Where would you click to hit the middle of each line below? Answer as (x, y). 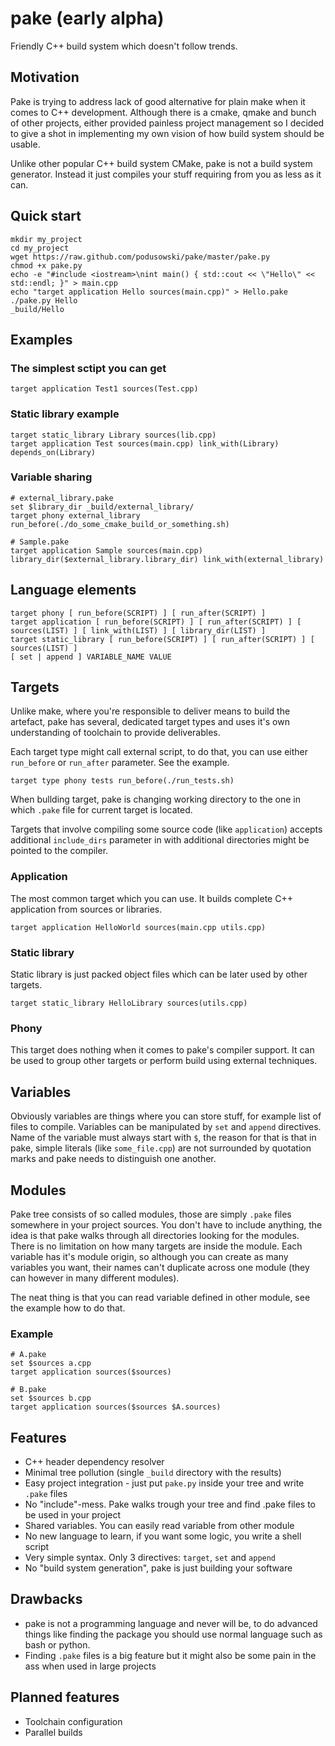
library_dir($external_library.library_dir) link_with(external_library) (167, 559)
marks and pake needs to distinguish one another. (113, 1159)
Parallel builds (53, 1732)
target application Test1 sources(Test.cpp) (104, 389)
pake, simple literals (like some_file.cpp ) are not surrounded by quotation (161, 1148)
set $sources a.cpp (51, 1363)
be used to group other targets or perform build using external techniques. (164, 1061)
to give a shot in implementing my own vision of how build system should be (167, 133)
